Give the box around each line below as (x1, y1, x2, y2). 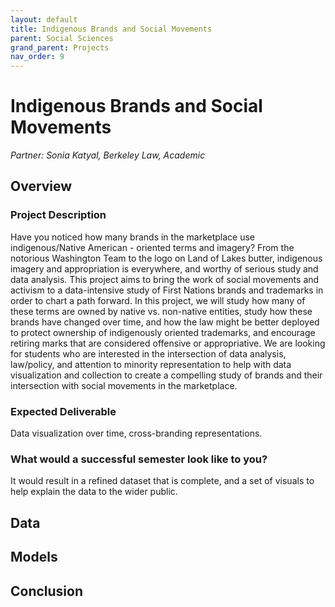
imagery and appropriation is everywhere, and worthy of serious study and (10, 262, 319, 275)
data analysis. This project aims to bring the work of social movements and (10, 273, 320, 285)
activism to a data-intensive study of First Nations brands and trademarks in (10, 284, 324, 296)
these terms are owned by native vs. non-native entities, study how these (10, 305, 313, 317)
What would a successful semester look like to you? (10, 452, 268, 466)
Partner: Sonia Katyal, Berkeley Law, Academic (10, 149, 206, 161)
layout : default (10, 14, 78, 25)
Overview (10, 178, 73, 195)
